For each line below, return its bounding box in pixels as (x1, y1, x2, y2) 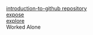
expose (6, 11, 25, 18)
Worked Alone (6, 23, 41, 30)
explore (6, 17, 25, 24)
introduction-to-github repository (6, 5, 87, 12)
